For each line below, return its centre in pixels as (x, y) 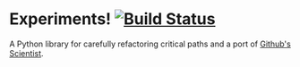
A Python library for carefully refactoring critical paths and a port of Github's (150, 44)
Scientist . (26, 53)
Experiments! (60, 19)
